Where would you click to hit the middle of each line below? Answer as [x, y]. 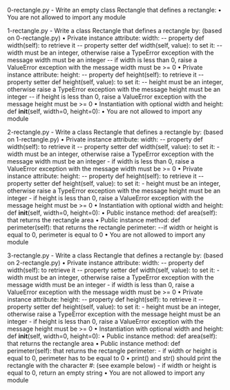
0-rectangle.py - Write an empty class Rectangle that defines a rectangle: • [115, 10]
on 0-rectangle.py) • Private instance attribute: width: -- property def [106, 38]
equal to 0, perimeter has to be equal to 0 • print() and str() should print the [114, 358]
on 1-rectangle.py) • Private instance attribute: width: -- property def [105, 139]
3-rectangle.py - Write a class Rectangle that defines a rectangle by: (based [115, 255]
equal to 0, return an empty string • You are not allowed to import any [106, 373]
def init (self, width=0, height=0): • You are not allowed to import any [105, 111]
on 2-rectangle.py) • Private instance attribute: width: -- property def [106, 263]
